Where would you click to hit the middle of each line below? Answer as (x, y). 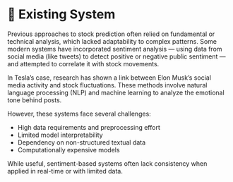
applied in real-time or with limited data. (65, 171)
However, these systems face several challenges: (79, 114)
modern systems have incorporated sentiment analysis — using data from (115, 49)
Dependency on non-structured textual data (82, 142)
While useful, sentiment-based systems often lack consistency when (107, 163)
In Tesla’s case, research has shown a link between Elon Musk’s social (109, 78)
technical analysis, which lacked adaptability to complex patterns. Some (112, 41)
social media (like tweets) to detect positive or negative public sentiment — (116, 56)
